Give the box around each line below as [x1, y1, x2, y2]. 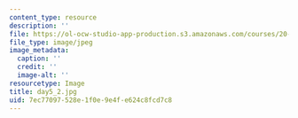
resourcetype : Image [9, 79, 86, 88]
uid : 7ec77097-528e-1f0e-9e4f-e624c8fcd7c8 [9, 95, 173, 105]
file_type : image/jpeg [9, 37, 93, 47]
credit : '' [17, 63, 58, 72]
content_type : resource [9, 12, 98, 22]
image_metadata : [9, 46, 69, 55]
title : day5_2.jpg [9, 87, 77, 96]
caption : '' [17, 54, 62, 63]
